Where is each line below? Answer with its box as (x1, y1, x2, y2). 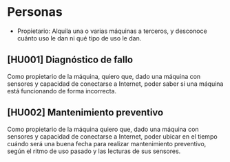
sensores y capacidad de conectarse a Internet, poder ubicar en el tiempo (7, 132, 218, 141)
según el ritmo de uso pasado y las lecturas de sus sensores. (7, 147, 181, 155)
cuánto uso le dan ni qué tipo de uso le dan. (17, 34, 142, 42)
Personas (7, 4, 63, 20)
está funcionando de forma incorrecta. (7, 86, 117, 95)
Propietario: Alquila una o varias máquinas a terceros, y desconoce (17, 27, 208, 35)
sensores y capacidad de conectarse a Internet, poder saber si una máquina (7, 80, 224, 88)
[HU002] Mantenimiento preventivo (7, 107, 164, 119)
